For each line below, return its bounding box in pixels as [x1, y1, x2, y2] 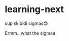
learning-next [5, 4, 64, 15]
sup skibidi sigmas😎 [5, 20, 48, 26]
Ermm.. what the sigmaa [5, 30, 55, 36]
